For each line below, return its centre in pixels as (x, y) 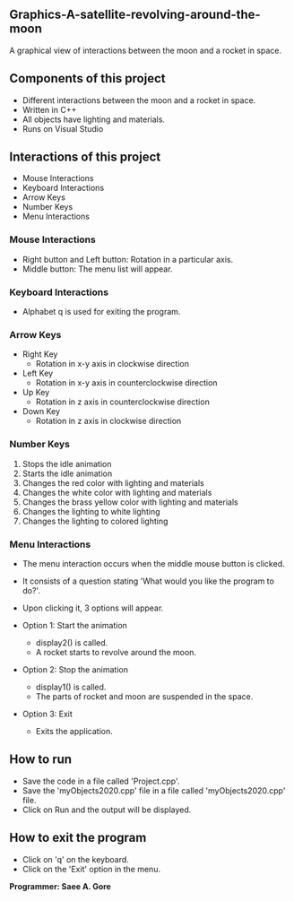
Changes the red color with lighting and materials (113, 482)
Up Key (36, 393)
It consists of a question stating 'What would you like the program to (148, 581)
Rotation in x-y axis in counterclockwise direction (126, 383)
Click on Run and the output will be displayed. (107, 810)
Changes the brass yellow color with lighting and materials (130, 502)
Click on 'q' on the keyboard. (76, 859)
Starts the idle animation (67, 473)
